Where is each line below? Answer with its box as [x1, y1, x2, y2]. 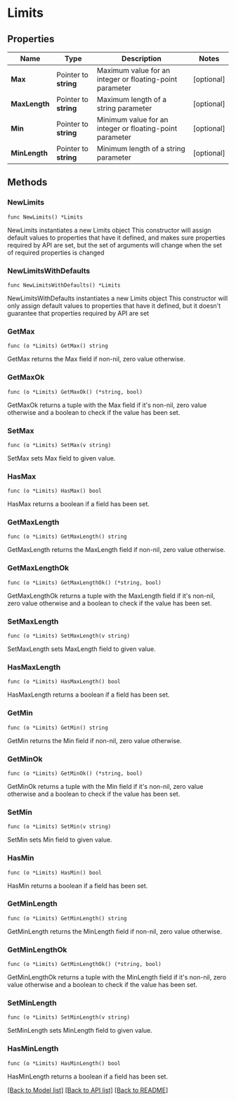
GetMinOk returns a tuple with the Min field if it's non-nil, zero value [7, 782, 204, 790]
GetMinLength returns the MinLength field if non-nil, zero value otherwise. [7, 927, 223, 936]
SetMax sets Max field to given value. [7, 453, 116, 462]
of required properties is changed [7, 248, 105, 257]
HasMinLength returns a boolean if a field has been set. [7, 1072, 169, 1081]
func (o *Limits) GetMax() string [7, 342, 109, 349]
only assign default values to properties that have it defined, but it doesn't [7, 301, 221, 310]
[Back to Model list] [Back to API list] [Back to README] [7, 1086, 169, 1094]
